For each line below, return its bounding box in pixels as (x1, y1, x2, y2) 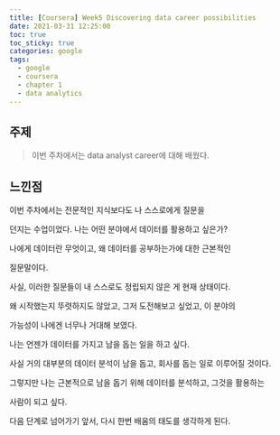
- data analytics (17, 88, 83, 97)
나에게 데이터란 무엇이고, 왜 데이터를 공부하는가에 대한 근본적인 (9, 243, 232, 254)
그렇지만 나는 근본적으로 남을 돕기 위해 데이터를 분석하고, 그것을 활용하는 (9, 377, 265, 388)
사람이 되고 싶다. (9, 396, 68, 407)
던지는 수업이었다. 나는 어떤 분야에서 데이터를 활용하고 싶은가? (9, 224, 229, 235)
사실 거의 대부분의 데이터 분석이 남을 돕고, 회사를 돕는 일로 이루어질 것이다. (9, 358, 272, 369)
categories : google (9, 47, 83, 56)
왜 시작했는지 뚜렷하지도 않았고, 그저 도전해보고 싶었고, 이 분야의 (9, 301, 237, 311)
